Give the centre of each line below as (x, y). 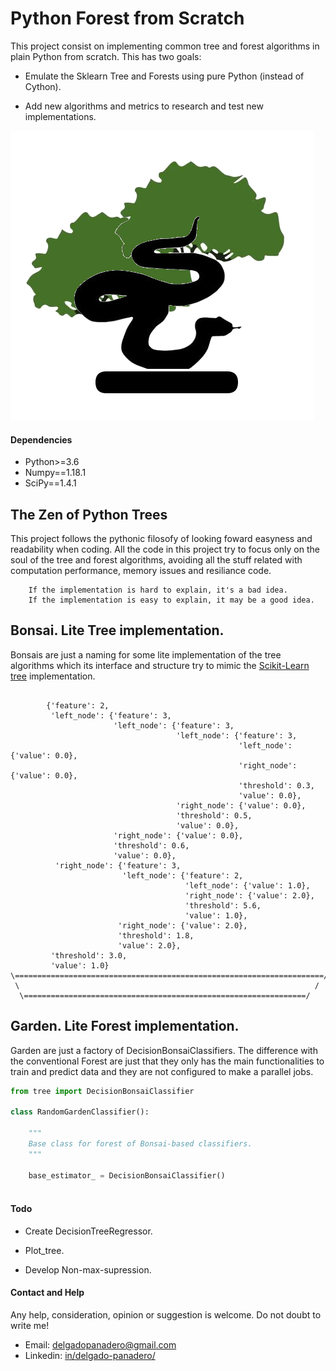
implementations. (60, 116)
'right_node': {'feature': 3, (118, 865)
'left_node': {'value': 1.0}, (247, 885)
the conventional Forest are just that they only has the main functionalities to (167, 1061)
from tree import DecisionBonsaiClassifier (102, 1091)
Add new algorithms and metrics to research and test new (144, 106)
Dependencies (41, 439)
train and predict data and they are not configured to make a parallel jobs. (162, 1071)
